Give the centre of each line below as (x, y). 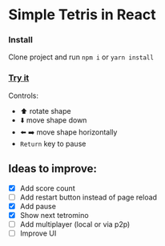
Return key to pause (53, 143)
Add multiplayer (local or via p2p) (75, 224)
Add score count (47, 188)
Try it (19, 78)
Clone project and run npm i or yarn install (81, 57)
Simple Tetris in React (82, 15)
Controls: (23, 95)
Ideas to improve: (53, 169)
